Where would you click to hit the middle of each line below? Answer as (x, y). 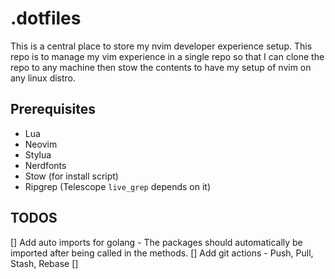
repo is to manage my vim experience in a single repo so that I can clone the (167, 56)
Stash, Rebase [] (44, 263)
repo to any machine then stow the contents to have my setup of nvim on (161, 67)
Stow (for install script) (71, 176)
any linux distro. (43, 78)
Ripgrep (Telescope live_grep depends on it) (117, 186)
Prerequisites (53, 109)
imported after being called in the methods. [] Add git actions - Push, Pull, (162, 253)
